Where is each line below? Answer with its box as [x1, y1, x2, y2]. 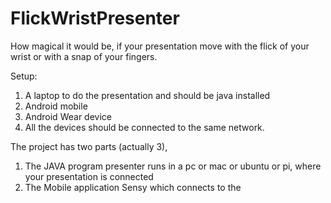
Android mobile [24, 100, 88, 112]
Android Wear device [24, 110, 112, 122]
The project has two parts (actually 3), [10, 140, 168, 152]
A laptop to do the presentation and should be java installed [24, 89, 271, 101]
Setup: [10, 70, 38, 82]
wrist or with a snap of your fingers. [10, 50, 158, 62]
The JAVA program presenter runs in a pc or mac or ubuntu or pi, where [24, 160, 322, 172]
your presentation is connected [24, 170, 154, 182]
